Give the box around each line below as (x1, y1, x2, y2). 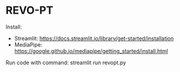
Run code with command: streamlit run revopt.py (5, 59, 127, 66)
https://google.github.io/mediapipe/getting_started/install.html (14, 47, 169, 54)
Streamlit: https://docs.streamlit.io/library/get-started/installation (14, 35, 174, 42)
